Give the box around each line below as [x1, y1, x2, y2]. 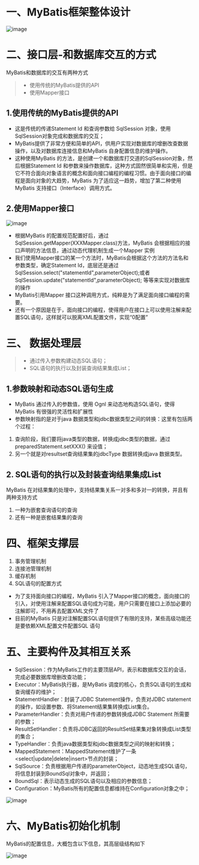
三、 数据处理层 [6, 336, 82, 350]
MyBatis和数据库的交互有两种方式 [6, 69, 89, 76]
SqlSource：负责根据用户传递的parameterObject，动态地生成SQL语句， [14, 762, 191, 769]
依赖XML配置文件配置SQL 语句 [25, 622, 101, 629]
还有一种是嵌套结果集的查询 [14, 514, 83, 521]
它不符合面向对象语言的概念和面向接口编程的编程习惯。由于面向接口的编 [14, 169, 191, 176]
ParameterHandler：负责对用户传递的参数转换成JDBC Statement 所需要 [14, 711, 190, 718]
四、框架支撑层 [6, 537, 79, 550]
